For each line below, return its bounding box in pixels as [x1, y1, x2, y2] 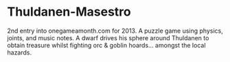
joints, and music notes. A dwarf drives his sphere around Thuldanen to [7, 33, 209, 42]
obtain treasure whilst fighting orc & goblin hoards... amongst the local [7, 41, 206, 49]
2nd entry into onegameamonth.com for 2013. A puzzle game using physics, [7, 27, 223, 35]
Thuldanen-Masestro [7, 4, 132, 20]
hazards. [7, 48, 32, 57]
